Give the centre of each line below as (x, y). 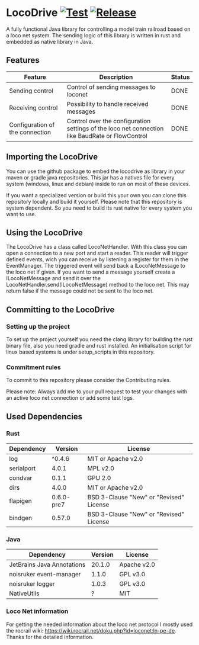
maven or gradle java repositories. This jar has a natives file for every (90, 177)
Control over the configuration (109, 121)
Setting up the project (38, 326)
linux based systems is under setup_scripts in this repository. (81, 352)
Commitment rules (33, 367)
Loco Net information (37, 611)
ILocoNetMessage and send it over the (53, 278)
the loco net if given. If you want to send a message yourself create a (91, 272)
